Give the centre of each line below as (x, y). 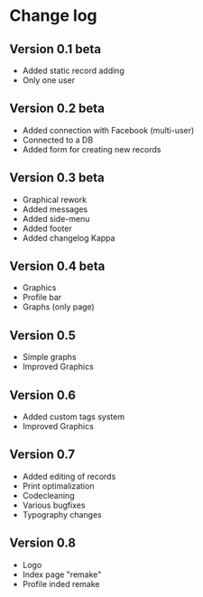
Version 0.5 (43, 335)
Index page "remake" (62, 574)
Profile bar (42, 298)
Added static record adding (73, 70)
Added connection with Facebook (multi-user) (108, 130)
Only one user (48, 80)
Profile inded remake (61, 583)
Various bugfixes (54, 505)
